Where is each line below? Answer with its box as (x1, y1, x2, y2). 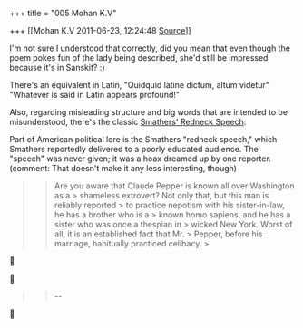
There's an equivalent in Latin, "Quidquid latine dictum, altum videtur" (9, 80, 270, 90)
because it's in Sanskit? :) (9, 63, 105, 72)
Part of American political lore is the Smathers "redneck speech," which (9, 134, 278, 144)
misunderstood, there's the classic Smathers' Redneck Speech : (9, 117, 247, 127)
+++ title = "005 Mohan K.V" (9, 8, 117, 18)
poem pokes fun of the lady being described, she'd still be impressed (9, 53, 269, 63)
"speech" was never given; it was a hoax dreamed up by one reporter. (9, 153, 272, 164)
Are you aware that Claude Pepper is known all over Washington (54, 180, 295, 191)
